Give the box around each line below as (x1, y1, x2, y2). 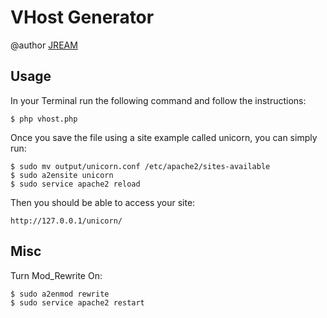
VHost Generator (10, 6, 155, 29)
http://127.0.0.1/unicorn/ (10, 216, 123, 226)
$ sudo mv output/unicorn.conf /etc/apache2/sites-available (10, 161, 271, 171)
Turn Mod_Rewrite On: (10, 269, 103, 281)
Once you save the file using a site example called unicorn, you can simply (10, 131, 318, 143)
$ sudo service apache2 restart (10, 297, 145, 308)
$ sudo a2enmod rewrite (10, 289, 110, 299)
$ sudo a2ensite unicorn (10, 170, 114, 180)
